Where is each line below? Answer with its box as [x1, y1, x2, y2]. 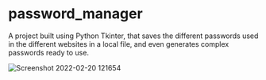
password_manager [8, 5, 143, 23]
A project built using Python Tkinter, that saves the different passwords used [8, 31, 259, 40]
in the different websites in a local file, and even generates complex [8, 39, 229, 48]
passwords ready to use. [8, 48, 90, 57]
